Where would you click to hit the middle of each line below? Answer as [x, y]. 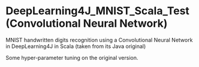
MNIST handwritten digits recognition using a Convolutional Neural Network [99, 40]
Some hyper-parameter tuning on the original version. [72, 58]
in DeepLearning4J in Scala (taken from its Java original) [76, 46]
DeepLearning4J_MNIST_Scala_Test [98, 11]
